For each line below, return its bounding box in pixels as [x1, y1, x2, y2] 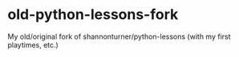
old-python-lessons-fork [7, 6, 179, 24]
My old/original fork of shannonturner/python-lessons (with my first [7, 32, 231, 41]
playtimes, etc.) [7, 40, 59, 49]
